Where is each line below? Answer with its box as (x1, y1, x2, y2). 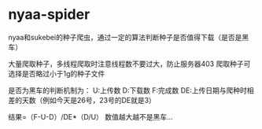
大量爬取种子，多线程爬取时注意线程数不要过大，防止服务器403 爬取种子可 (8, 59, 251, 68)
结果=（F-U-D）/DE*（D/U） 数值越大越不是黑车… (8, 112, 173, 121)
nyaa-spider (8, 6, 90, 24)
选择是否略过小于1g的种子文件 (8, 68, 105, 78)
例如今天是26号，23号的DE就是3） (42, 95, 156, 105)
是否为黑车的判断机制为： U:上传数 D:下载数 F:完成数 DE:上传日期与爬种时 (8, 85, 248, 95)
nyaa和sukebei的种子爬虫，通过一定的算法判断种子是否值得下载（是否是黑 (8, 32, 249, 42)
